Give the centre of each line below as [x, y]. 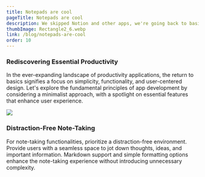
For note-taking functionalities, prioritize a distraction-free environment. [97, 142]
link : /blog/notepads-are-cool [46, 35]
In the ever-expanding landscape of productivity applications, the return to [100, 75]
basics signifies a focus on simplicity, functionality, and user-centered [94, 81]
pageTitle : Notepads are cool [45, 18]
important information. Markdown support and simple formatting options [97, 154]
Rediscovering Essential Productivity [62, 62]
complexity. [21, 167]
